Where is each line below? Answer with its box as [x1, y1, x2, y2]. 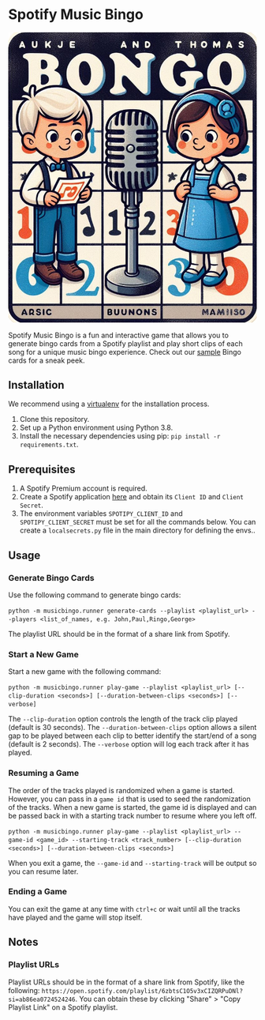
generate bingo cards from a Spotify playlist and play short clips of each [8, 338, 243, 348]
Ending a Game [8, 886, 68, 898]
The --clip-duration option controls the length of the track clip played [8, 714, 238, 724]
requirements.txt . [19, 440, 79, 450]
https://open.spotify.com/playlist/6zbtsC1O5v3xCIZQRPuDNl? [41, 987, 243, 995]
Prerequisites [8, 462, 76, 476]
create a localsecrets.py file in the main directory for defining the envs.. [19, 525, 256, 535]
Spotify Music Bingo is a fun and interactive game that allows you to [8, 330, 229, 340]
